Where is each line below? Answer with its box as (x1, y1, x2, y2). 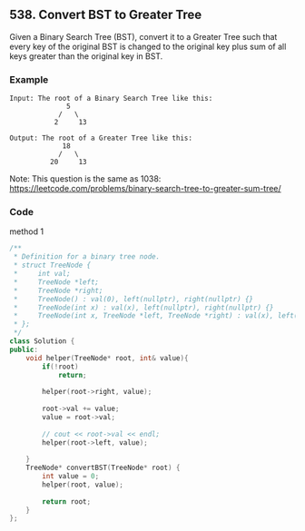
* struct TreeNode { (13, 261, 92, 270)
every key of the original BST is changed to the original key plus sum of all (9, 41, 287, 52)
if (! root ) (42, 362, 79, 371)
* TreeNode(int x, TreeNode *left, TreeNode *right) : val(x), (13, 311, 274, 320)
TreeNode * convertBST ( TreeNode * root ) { (25, 463, 181, 473)
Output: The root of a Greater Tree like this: (9, 133, 193, 143)
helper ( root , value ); (42, 480, 124, 489)
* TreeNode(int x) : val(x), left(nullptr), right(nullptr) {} (13, 303, 274, 312)
